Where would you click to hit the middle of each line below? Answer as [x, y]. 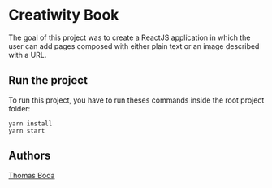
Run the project [48, 80]
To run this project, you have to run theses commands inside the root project [136, 100]
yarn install [30, 124]
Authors [30, 156]
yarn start [27, 131]
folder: [19, 108]
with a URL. [28, 55]
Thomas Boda [32, 175]
